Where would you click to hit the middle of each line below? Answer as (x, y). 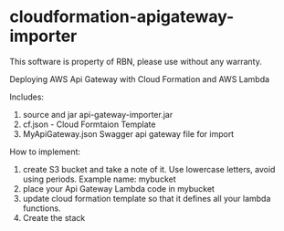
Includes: (26, 97)
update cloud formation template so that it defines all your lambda (147, 198)
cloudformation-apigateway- (122, 17)
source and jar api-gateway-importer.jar (98, 114)
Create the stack (54, 217)
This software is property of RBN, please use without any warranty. (136, 61)
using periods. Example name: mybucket (99, 179)
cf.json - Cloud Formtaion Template (89, 124)
